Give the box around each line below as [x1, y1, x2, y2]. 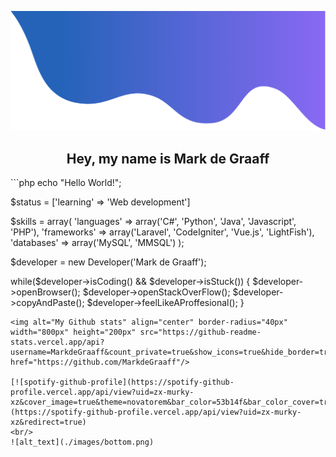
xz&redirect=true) [10, 417, 87, 428]
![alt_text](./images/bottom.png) [10, 437, 155, 448]
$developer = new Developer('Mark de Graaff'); [10, 256, 207, 268]
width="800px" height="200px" [10, 327, 137, 338]
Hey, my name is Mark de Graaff [66, 150, 270, 167]
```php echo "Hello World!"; [10, 177, 122, 189]
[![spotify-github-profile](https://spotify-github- [10, 377, 235, 388]
